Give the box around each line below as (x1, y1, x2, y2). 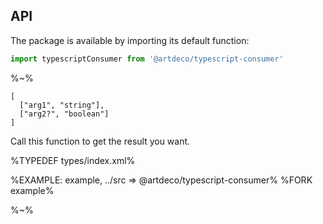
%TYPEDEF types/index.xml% (10, 154, 136, 166)
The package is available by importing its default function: (10, 34, 250, 46)
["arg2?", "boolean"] (19, 109, 110, 119)
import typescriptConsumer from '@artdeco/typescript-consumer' (10, 54, 284, 64)
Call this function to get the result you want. (10, 135, 191, 147)
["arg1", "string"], (19, 100, 105, 110)
